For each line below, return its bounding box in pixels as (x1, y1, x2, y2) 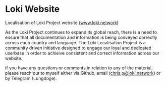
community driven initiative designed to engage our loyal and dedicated (5, 45, 152, 51)
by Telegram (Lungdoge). (5, 75, 57, 81)
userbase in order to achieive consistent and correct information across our (5, 50, 160, 56)
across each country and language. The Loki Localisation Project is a (5, 39, 146, 45)
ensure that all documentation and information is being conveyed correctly (5, 34, 158, 40)
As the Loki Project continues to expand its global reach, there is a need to (5, 29, 157, 35)
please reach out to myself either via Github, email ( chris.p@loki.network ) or (5, 70, 161, 76)
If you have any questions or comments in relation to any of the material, (5, 65, 153, 71)
